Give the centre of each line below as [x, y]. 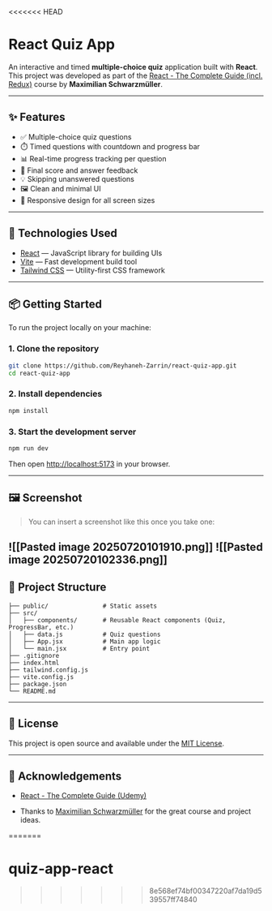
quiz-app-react [61, 868]
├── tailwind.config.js [49, 670]
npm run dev [28, 448]
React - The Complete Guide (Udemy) [83, 796]
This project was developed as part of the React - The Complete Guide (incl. [136, 75]
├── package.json [38, 684]
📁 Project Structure [57, 587]
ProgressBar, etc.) [41, 627]
